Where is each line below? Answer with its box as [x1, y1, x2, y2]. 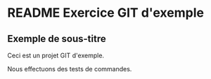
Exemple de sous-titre [7, 33, 107, 45]
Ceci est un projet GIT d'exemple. [7, 51, 104, 59]
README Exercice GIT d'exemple [7, 5, 204, 21]
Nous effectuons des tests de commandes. [7, 65, 132, 73]
